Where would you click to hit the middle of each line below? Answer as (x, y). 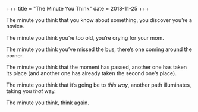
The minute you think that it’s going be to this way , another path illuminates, (99, 85)
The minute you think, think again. (48, 103)
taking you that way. (31, 91)
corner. (15, 55)
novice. (15, 26)
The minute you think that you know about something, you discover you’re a (99, 20)
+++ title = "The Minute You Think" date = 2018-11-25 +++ (78, 9)
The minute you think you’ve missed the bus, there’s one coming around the (99, 49)
